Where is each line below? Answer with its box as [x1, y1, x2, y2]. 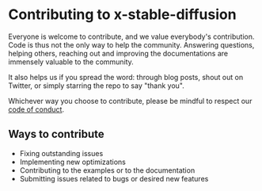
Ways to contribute [8, 128, 104, 141]
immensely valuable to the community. [8, 57, 135, 67]
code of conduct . [8, 105, 65, 114]
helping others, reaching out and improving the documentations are [8, 48, 229, 58]
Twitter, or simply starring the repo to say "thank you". [8, 81, 184, 90]
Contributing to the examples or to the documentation [19, 165, 196, 175]
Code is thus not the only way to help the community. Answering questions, [8, 40, 255, 49]
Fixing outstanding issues [19, 148, 104, 158]
